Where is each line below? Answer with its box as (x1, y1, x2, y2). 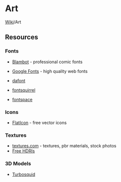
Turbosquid (12, 171, 35, 177)
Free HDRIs (12, 148, 35, 154)
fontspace (12, 96, 33, 102)
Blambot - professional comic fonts (12, 59, 83, 65)
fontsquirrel (12, 87, 35, 93)
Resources (5, 33, 38, 41)
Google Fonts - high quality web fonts (12, 68, 88, 74)
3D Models (5, 160, 32, 167)
